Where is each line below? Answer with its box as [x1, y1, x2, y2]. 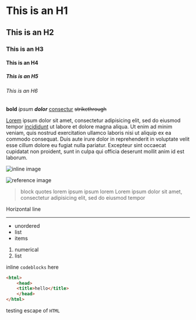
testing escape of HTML [6, 307, 60, 314]
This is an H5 [6, 72, 38, 79]
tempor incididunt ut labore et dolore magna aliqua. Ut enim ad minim [6, 123, 173, 130]
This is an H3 [6, 45, 44, 53]
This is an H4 [6, 60, 39, 67]
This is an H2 [6, 27, 54, 37]
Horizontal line [6, 206, 41, 213]
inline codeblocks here [6, 263, 59, 270]
